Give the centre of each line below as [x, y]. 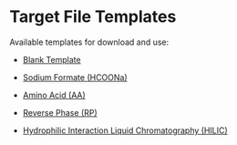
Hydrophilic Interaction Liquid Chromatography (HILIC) [125, 130]
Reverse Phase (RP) [60, 112]
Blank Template [52, 59]
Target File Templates [93, 17]
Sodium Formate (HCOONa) [75, 77]
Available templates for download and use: [89, 42]
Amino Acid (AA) [54, 95]
